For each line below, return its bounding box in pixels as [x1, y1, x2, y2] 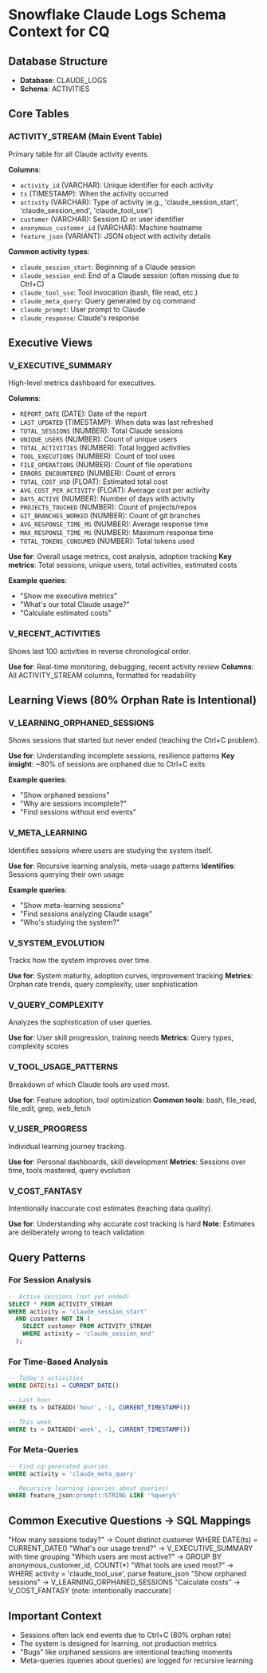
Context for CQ [8, 22, 110, 41]
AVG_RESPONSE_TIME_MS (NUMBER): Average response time [19, 519, 209, 529]
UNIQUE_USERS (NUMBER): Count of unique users [19, 434, 178, 444]
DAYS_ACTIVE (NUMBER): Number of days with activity [19, 494, 195, 504]
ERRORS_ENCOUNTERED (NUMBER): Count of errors [19, 469, 176, 478]
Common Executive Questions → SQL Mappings [8, 1513, 251, 1527]
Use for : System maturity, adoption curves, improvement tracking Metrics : [8, 970, 253, 980]
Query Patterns [8, 1251, 86, 1264]
